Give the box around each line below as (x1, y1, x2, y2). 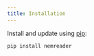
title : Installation (7, 10, 67, 17)
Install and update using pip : (7, 29, 87, 37)
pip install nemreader (7, 42, 72, 49)
